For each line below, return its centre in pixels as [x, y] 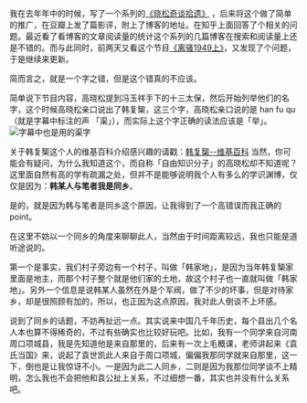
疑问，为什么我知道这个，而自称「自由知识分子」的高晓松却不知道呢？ [165, 163]
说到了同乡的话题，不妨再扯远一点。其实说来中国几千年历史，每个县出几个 [149, 321]
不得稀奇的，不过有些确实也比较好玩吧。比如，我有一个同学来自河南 [169, 332]
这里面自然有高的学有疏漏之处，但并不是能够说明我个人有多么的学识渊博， [149, 175]
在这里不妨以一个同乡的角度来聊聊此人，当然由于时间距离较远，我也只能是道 [153, 236]
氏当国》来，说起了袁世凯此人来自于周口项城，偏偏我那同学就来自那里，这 [149, 355]
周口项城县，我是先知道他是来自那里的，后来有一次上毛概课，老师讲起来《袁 [153, 344]
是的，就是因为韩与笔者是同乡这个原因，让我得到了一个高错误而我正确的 [145, 205]
